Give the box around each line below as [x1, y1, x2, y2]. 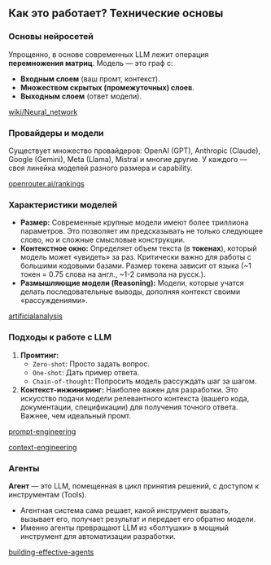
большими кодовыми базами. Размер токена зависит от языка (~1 [20, 261, 252, 271]
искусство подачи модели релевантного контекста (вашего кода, [20, 393, 250, 403]
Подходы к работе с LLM [8, 331, 112, 343]
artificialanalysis [8, 311, 63, 321]
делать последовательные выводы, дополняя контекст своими [20, 287, 241, 296]
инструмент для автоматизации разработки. [20, 531, 177, 541]
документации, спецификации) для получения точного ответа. [20, 402, 238, 412]
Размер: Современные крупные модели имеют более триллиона [20, 217, 249, 227]
